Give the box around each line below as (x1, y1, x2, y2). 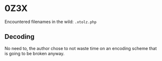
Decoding (4, 33, 35, 41)
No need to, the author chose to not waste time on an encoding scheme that (4, 45, 157, 51)
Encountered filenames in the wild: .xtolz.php (4, 19, 97, 24)
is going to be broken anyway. (4, 50, 65, 56)
